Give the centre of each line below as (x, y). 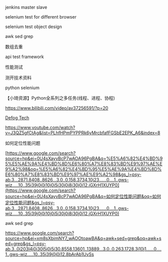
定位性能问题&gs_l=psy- (30, 203)
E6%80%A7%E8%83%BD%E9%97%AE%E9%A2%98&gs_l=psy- (73, 174)
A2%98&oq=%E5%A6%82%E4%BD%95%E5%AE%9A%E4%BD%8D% (87, 169)
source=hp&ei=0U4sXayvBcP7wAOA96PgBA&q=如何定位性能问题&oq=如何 (83, 196)
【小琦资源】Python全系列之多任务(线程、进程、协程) (60, 98)
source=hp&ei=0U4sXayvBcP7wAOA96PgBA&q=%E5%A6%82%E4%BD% (82, 158)
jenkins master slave (26, 7)
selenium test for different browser (41, 17)
